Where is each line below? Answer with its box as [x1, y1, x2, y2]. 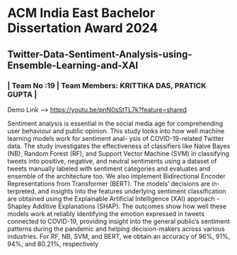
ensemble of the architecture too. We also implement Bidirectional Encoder [7, 171, 226, 180]
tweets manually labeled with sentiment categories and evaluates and [7, 164, 211, 173]
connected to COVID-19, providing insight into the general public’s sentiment [7, 217, 230, 225]
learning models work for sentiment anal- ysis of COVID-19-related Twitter [7, 134, 224, 142]
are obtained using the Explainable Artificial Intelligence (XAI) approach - [7, 194, 220, 203]
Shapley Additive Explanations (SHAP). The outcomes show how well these [7, 202, 227, 210]
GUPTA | [7, 89, 37, 99]
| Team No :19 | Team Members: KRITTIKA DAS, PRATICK [7, 80, 207, 90]
